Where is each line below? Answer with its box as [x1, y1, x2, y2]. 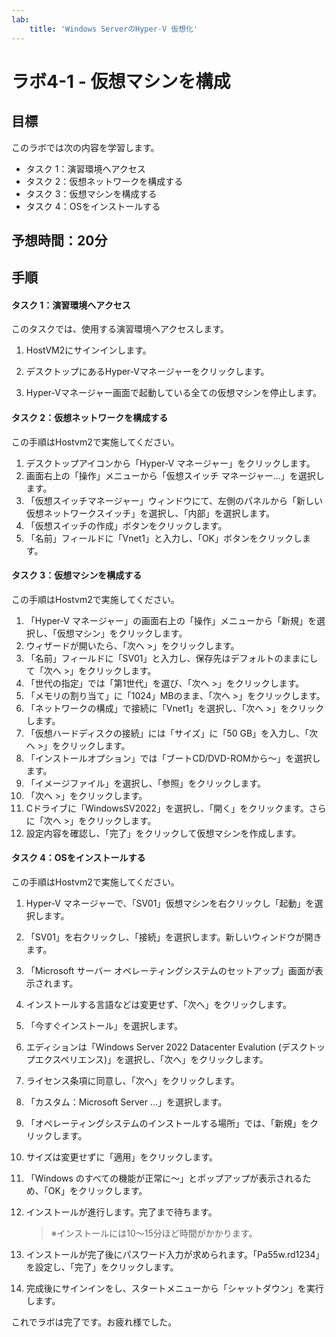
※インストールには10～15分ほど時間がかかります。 [50, 1227, 258, 1240]
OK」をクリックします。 [47, 1185, 148, 1197]
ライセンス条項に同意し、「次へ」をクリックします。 [25, 1075, 241, 1087]
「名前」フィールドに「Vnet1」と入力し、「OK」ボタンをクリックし [25, 532, 303, 544]
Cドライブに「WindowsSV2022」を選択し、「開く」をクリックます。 [25, 802, 309, 814]
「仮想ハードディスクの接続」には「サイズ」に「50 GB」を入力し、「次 [25, 727, 319, 739]
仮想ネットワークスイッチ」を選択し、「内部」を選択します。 [25, 507, 275, 519]
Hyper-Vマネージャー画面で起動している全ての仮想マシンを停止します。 [25, 387, 323, 399]
